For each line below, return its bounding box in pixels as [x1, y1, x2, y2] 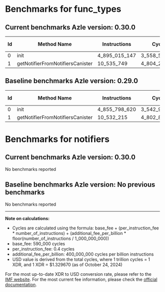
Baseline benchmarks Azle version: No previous [5, 181, 156, 189]
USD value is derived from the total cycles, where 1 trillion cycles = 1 [12, 256, 150, 262]
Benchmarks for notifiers [5, 134, 110, 145]
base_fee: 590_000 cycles [12, 240, 65, 247]
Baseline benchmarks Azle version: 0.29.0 [5, 77, 138, 85]
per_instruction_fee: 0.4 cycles [12, 246, 75, 252]
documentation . [5, 282, 37, 288]
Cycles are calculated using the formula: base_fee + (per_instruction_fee [12, 225, 159, 231]
